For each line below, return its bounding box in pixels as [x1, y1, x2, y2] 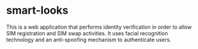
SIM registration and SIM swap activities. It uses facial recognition [6, 29, 168, 36]
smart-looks [6, 4, 69, 17]
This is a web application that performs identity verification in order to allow [6, 23, 192, 30]
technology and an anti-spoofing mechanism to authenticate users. [6, 36, 172, 43]
